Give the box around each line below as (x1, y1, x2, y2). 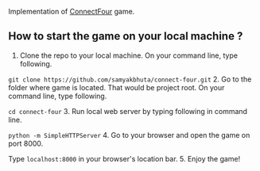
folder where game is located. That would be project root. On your (8, 82, 225, 92)
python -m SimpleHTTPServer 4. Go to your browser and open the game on (8, 130, 250, 139)
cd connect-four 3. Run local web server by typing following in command (8, 106, 248, 116)
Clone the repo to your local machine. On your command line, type (19, 51, 239, 60)
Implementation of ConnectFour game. (8, 7, 135, 16)
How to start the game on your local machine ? (8, 29, 243, 43)
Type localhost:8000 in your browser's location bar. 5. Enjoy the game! (8, 154, 241, 163)
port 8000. (8, 139, 44, 148)
